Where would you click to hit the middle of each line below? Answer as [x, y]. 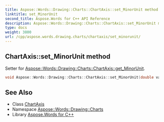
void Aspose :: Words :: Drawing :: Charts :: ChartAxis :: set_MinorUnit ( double [79, 77]
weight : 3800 [18, 32]
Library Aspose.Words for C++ [43, 115]
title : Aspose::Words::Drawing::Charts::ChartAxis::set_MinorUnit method [82, 10]
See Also [19, 92]
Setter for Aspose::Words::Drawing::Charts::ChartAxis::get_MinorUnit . [75, 68]
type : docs [16, 28]
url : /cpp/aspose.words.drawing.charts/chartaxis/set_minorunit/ [73, 37]
